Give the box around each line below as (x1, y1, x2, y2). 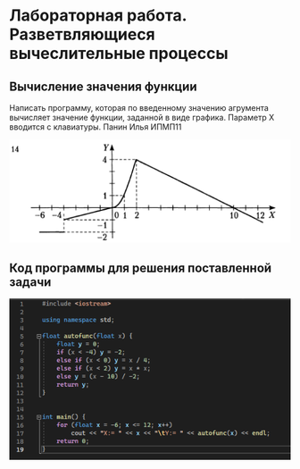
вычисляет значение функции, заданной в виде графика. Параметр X (9, 113, 275, 122)
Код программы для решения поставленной (9, 260, 272, 275)
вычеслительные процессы (9, 44, 229, 63)
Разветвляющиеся (9, 24, 156, 45)
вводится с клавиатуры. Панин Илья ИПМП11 (9, 121, 182, 132)
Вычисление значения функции (9, 79, 197, 94)
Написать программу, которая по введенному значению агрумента (9, 103, 270, 113)
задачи (9, 274, 52, 289)
